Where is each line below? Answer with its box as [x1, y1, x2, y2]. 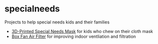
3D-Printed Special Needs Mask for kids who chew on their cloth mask [11, 28, 153, 34]
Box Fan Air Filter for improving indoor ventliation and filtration [11, 33, 136, 39]
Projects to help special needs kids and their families [4, 19, 110, 25]
